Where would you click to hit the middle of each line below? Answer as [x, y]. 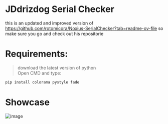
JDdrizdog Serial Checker [60, 9]
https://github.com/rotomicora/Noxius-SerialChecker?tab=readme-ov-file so [84, 28]
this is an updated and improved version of [49, 23]
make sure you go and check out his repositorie [54, 33]
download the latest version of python [57, 67]
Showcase [28, 102]
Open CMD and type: [39, 73]
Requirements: [37, 54]
